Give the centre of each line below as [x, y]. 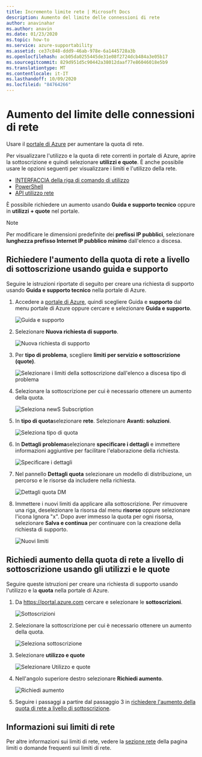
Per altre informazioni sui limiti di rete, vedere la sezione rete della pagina [97, 741]
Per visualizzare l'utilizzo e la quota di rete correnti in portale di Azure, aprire [101, 155]
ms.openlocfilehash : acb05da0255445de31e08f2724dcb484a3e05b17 [87, 57]
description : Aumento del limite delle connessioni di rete [83, 17]
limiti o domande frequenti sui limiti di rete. [59, 748]
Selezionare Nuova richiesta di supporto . [66, 331]
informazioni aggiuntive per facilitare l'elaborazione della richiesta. [97, 450]
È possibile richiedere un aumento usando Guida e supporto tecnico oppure [101, 204]
